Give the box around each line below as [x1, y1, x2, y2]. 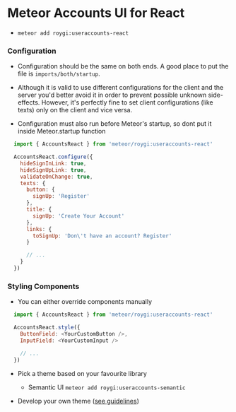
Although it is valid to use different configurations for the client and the [17, 83, 224, 92]
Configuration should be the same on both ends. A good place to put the [17, 62, 229, 71]
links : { [25, 225, 52, 233]
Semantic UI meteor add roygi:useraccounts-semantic [28, 383, 186, 392]
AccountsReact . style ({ [13, 324, 81, 331]
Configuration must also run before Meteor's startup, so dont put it [17, 119, 212, 128]
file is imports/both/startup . [17, 69, 100, 78]
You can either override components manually [17, 298, 153, 306]
